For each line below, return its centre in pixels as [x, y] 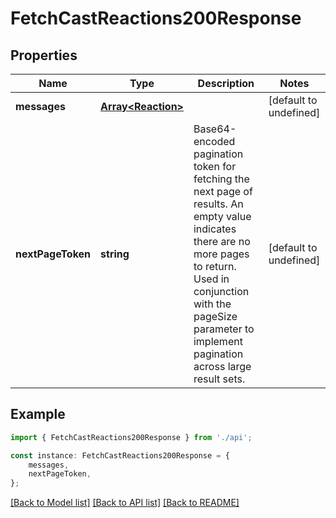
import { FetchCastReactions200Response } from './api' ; [131, 437]
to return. [215, 266]
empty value [222, 216]
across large [222, 366]
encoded [214, 141]
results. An [218, 204]
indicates [215, 229]
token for [215, 166]
